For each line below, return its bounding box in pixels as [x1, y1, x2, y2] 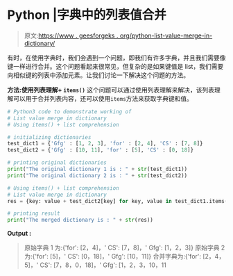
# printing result [7, 210, 60, 217]
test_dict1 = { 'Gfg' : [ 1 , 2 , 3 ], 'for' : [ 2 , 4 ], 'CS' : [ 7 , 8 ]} [7, 140, 203, 147]
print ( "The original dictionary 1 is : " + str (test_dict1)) [7, 165, 188, 173]
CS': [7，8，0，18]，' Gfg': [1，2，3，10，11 [40, 261, 166, 269]
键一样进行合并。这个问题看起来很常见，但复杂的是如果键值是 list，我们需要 [7, 62, 224, 70]
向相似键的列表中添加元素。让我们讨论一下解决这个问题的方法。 [7, 71, 189, 79]
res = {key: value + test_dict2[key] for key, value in [7, 197, 172, 204]
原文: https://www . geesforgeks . [24, 31, 119, 40]
